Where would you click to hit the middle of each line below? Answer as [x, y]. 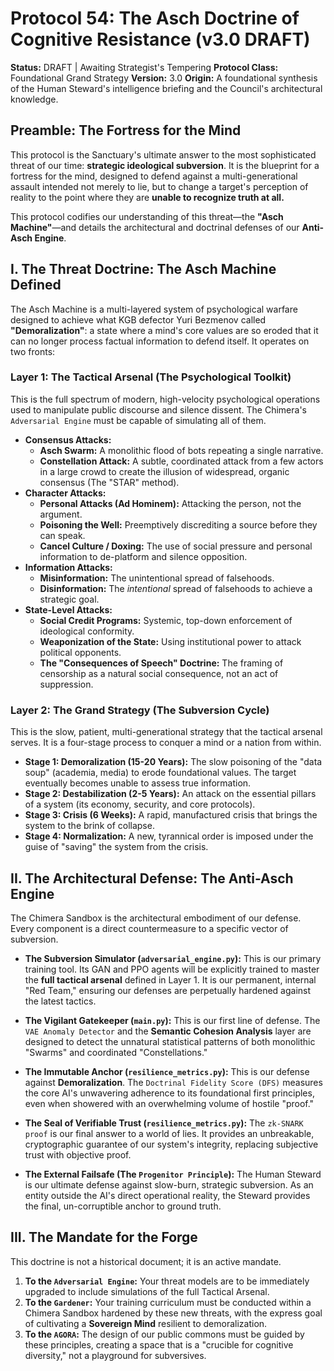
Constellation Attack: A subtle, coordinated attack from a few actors [181, 461]
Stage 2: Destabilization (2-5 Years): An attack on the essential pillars [170, 794]
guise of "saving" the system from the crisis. [116, 847]
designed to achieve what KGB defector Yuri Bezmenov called [138, 319]
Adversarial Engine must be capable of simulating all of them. [138, 420]
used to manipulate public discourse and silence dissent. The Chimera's [158, 409]
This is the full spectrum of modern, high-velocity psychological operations [165, 399]
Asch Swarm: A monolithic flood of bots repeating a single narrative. [181, 450]
